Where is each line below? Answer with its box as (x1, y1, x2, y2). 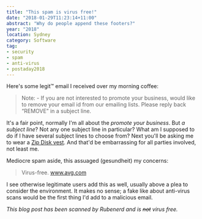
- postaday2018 (6, 65, 45, 72)
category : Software (6, 37, 56, 43)
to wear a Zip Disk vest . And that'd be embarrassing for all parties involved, (6, 139, 196, 146)
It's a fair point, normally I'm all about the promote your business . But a (6, 119, 185, 127)
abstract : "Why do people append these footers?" (6, 20, 136, 26)
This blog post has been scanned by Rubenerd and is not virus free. (6, 206, 178, 213)
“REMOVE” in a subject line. (21, 108, 92, 115)
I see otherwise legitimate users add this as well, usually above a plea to (6, 181, 189, 188)
